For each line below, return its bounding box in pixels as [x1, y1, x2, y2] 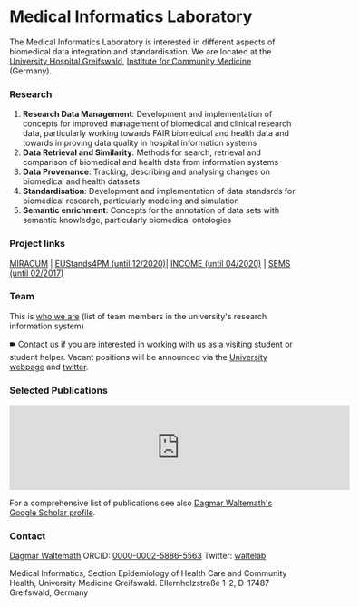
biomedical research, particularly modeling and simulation [22, 195, 240, 206]
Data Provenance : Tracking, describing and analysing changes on [22, 166, 270, 178]
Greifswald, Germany [9, 587, 89, 598]
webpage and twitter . [9, 361, 89, 372]
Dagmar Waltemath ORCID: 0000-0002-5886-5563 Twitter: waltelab [9, 551, 267, 562]
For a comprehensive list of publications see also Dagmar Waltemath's [9, 497, 273, 509]
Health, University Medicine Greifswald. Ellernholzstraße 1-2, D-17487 [9, 578, 270, 589]
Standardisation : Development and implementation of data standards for [22, 186, 296, 197]
